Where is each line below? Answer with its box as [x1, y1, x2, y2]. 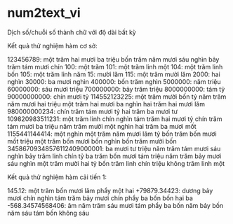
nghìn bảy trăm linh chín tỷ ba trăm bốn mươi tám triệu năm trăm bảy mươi [7, 152, 222, 160]
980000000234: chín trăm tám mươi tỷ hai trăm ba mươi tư [7, 107, 178, 115]
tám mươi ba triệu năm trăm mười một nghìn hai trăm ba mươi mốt [7, 122, 197, 130]
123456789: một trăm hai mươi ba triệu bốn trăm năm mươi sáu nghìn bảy [7, 55, 220, 64]
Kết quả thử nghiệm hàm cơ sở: [7, 41, 98, 50]
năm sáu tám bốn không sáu [7, 209, 90, 217]
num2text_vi [7, 5, 81, 21]
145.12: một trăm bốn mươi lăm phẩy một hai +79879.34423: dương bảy [7, 186, 213, 195]
